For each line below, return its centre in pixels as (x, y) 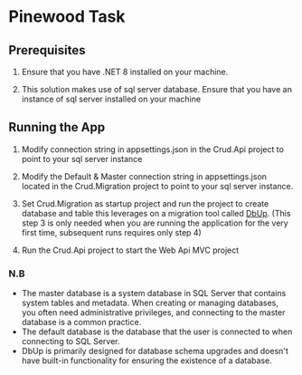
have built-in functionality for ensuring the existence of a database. (146, 361)
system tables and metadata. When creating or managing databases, (150, 303)
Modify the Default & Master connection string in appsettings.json (144, 176)
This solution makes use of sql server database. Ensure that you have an (157, 89)
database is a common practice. (81, 322)
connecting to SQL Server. (71, 341)
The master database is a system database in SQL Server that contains (154, 293)
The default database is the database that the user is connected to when (157, 332)
